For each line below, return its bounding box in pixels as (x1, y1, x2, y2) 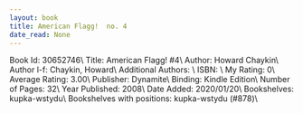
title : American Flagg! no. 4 (9, 22, 128, 31)
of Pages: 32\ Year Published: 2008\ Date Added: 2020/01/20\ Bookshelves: (9, 83, 294, 95)
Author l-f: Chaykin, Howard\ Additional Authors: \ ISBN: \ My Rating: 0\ (9, 64, 276, 75)
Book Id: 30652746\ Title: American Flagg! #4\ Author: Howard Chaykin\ (9, 55, 279, 66)
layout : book (9, 13, 59, 23)
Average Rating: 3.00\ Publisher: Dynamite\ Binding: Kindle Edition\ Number (9, 74, 291, 85)
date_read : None (9, 30, 71, 39)
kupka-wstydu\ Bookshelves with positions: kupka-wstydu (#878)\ (9, 93, 258, 104)
